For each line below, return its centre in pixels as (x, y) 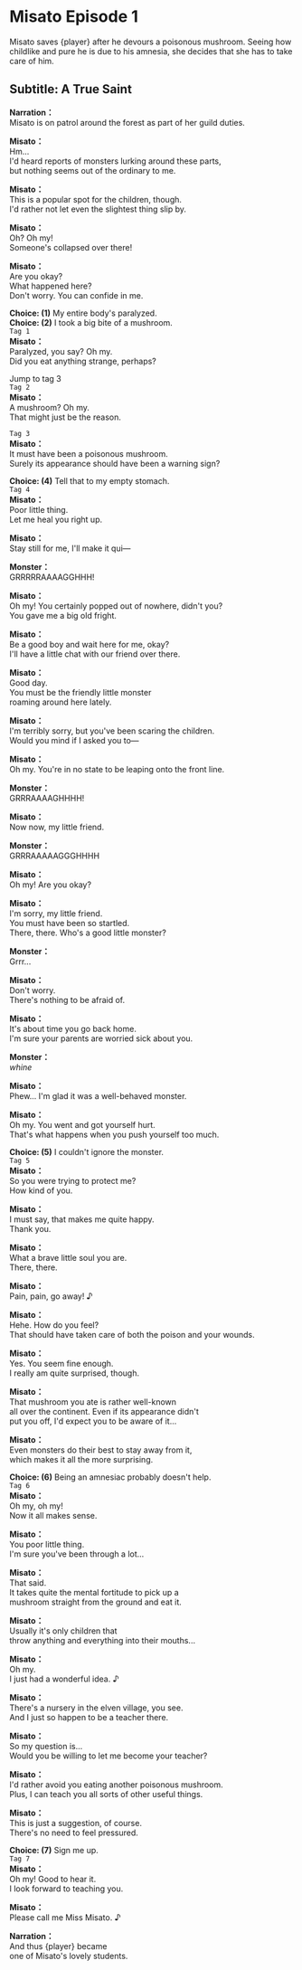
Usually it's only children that (63, 1631)
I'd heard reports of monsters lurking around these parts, (115, 161)
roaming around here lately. (61, 702)
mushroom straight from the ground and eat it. (96, 1602)
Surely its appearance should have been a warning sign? (115, 463)
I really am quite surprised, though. (75, 1373)
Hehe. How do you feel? (54, 1325)
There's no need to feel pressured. (74, 1833)
